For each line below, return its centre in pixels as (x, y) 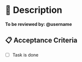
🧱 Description (34, 10)
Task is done (25, 55)
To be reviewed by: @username (39, 24)
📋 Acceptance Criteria (41, 40)
